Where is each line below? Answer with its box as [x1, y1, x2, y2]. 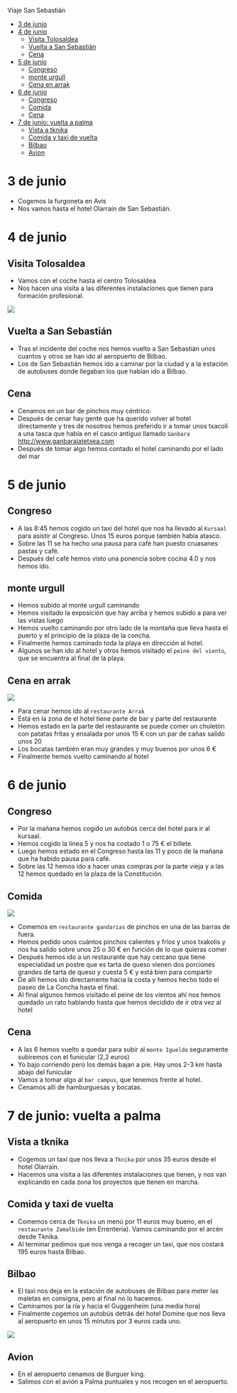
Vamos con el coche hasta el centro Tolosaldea [17, 276, 156, 285]
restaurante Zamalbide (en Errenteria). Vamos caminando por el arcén [17, 1224, 224, 1233]
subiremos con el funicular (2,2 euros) [17, 1052, 130, 1061]
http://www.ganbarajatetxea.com [17, 437, 115, 445]
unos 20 [17, 737, 43, 746]
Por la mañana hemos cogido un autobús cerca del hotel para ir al [17, 825, 211, 833]
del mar [17, 452, 40, 460]
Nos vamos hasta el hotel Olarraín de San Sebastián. [17, 204, 172, 213]
